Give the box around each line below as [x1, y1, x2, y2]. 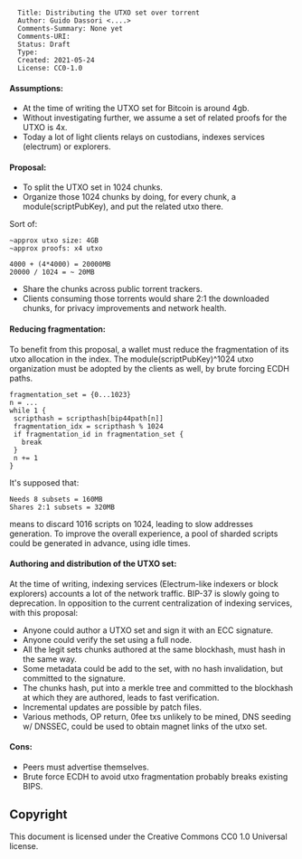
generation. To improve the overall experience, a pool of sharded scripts [9, 528, 278, 539]
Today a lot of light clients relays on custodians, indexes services [22, 132, 265, 143]
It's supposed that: [9, 477, 80, 488]
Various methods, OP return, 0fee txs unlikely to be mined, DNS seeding [22, 711, 292, 722]
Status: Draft [17, 40, 71, 49]
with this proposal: [9, 607, 79, 618]
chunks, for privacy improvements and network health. [22, 303, 227, 314]
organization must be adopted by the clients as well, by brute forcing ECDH [9, 363, 290, 373]
